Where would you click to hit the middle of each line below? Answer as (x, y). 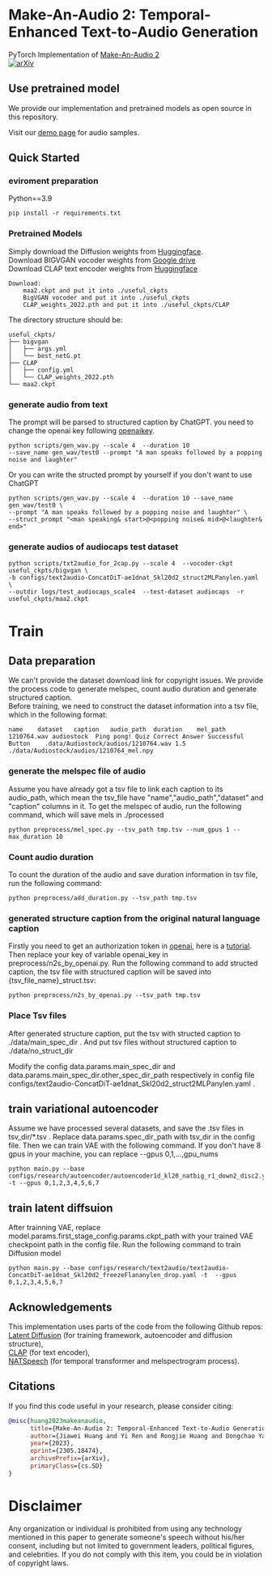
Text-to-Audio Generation (170, 32)
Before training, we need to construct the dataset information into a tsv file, (134, 706)
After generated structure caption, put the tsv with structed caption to (125, 1033)
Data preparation (52, 660)
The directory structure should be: (66, 319)
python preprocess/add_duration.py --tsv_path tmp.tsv (103, 898)
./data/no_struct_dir (41, 1050)
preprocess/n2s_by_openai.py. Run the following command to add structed (133, 963)
